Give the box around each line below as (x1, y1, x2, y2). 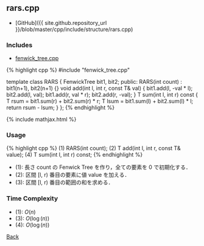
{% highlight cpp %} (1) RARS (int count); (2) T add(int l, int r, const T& (6, 145, 181, 152)
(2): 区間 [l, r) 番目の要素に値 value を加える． (15, 171, 130, 179)
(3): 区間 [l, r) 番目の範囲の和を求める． (15, 179, 114, 186)
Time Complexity (6, 194, 58, 203)
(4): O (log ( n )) (15, 221, 50, 228)
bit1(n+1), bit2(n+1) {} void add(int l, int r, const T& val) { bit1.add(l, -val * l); (6, 84, 193, 92)
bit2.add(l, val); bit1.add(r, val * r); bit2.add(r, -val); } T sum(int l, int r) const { (6, 91, 198, 98)
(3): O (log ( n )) (15, 214, 50, 222)
